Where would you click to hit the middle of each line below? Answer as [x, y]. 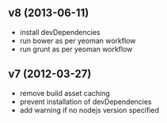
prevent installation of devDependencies [85, 102]
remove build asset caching [65, 93]
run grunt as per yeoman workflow [76, 49]
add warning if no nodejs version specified [89, 110]
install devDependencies [60, 32]
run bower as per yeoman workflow [78, 40]
